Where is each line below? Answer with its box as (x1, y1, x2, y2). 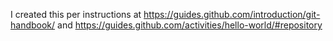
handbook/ (10, 19, 56, 31)
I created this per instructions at (10, 9, 142, 20)
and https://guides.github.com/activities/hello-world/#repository (57, 19, 323, 31)
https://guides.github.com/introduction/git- (143, 9, 321, 20)
